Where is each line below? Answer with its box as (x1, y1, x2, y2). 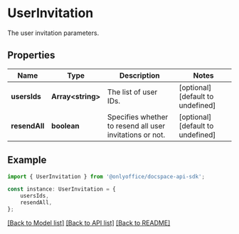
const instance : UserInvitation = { (7, 185, 116, 193)
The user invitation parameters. (7, 29, 100, 37)
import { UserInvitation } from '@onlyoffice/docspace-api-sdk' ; (7, 173, 205, 180)
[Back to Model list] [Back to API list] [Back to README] (7, 218, 171, 227)
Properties (7, 49, 55, 61)
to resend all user (107, 121, 166, 131)
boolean (51, 121, 80, 131)
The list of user (107, 87, 158, 97)
